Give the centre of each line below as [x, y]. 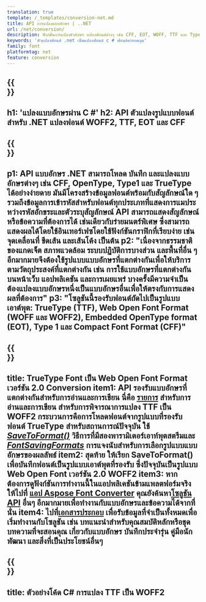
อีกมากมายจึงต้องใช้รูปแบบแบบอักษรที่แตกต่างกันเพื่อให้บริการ [99, 260]
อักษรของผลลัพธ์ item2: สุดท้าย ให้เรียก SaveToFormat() [100, 455]
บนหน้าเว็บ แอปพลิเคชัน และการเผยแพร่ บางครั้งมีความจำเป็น [97, 279]
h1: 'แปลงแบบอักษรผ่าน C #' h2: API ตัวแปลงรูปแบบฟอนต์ [101, 113]
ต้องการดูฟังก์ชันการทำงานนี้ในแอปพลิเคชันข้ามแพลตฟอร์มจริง [99, 483]
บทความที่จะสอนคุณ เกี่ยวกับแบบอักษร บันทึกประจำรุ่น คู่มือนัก [100, 531]
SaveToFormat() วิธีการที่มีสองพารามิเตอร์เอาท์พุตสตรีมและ [101, 436]
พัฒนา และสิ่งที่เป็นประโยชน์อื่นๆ [55, 541]
